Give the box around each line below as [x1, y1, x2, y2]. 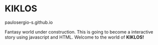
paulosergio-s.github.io [5, 19, 53, 25]
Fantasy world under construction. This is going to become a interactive [5, 29, 153, 35]
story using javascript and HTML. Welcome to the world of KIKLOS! [5, 34, 144, 40]
